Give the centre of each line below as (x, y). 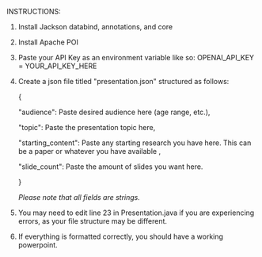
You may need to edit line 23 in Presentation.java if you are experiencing (136, 213)
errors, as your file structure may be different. (92, 221)
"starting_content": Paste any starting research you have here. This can (135, 143)
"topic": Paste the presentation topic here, (87, 127)
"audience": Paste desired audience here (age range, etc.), (114, 112)
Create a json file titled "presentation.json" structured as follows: (123, 81)
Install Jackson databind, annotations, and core (95, 27)
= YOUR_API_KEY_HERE (57, 66)
